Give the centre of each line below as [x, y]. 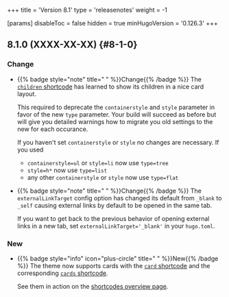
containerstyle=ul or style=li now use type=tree [98, 163]
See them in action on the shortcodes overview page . [93, 286]
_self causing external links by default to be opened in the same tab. [114, 205]
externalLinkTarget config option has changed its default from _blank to [119, 198]
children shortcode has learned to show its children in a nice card [110, 86]
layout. [26, 94]
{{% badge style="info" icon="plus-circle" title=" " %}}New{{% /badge [118, 258]
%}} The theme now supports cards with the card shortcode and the [113, 265]
